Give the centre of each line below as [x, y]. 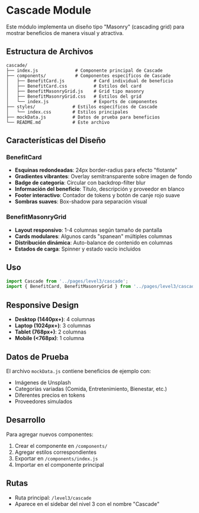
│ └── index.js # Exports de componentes [82, 101]
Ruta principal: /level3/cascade [53, 498]
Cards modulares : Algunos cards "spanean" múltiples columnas [93, 236]
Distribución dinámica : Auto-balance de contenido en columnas [94, 242]
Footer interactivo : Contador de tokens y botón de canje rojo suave [97, 195]
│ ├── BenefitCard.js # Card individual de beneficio [90, 81]
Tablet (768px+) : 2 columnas [51, 332]
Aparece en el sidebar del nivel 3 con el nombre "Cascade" [87, 504]
